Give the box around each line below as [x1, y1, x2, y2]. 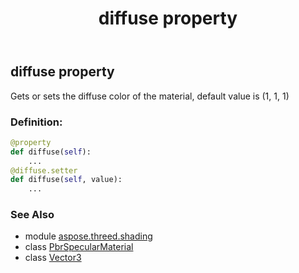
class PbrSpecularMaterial [24, 241, 134, 253]
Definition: [10, 115, 63, 129]
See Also [10, 208, 55, 222]
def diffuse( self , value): [10, 175, 123, 185]
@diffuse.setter [10, 165, 78, 176]
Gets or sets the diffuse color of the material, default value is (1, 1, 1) [10, 90, 290, 102]
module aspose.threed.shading [24, 230, 153, 242]
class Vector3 [24, 252, 82, 264]
